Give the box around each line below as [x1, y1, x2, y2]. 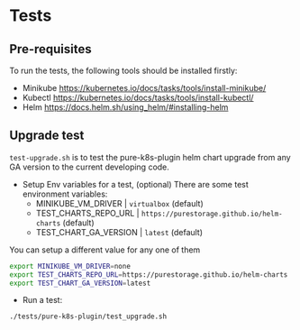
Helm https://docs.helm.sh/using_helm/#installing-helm [22, 102, 229, 113]
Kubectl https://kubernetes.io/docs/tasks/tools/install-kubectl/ [22, 92, 254, 103]
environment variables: [22, 188, 108, 199]
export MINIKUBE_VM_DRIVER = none [9, 261, 131, 270]
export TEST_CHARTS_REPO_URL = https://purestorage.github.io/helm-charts [9, 270, 288, 280]
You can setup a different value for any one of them [9, 244, 201, 255]
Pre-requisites [9, 41, 92, 57]
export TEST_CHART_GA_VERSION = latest [9, 279, 151, 288]
